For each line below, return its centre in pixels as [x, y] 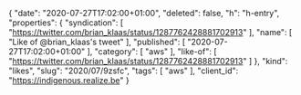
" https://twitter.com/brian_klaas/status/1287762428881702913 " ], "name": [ [150, 32]
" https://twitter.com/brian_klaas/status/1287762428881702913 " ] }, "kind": [148, 61]
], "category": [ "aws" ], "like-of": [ [152, 52]
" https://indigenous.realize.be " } [69, 80]
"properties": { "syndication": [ [66, 23]
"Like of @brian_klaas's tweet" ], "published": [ [97, 42]
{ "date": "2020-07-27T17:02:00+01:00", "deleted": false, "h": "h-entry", [144, 13]
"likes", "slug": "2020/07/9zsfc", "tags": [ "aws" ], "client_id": [124, 71]
